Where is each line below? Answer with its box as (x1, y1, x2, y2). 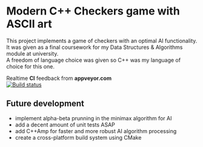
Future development (6, 99, 85, 109)
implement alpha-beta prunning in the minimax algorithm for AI (15, 114, 172, 122)
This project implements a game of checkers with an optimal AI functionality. (6, 37, 198, 44)
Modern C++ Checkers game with (6, 4, 180, 18)
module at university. (6, 50, 59, 57)
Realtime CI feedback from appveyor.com (6, 74, 112, 82)
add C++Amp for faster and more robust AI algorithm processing (15, 127, 177, 134)
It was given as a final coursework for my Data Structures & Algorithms (6, 44, 183, 51)
